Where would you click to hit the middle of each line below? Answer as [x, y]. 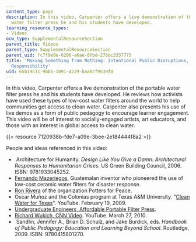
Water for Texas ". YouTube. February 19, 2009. [71, 203]
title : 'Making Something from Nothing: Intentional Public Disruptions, [98, 60]
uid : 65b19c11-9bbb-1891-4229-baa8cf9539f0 [60, 71]
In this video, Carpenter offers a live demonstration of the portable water [93, 88]
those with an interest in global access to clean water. [71, 125]
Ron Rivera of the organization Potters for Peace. [73, 190]
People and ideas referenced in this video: [57, 148]
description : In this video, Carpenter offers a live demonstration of [95, 17]
